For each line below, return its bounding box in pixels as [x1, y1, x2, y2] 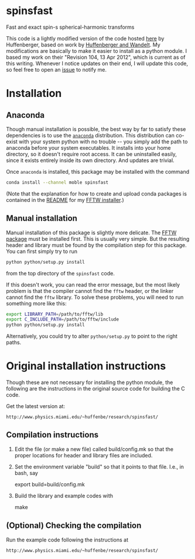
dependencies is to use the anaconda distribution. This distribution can [6, 132, 175, 139]
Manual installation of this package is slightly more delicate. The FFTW [6, 229, 177, 236]
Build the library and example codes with [14, 492, 113, 499]
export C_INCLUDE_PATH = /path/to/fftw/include [6, 316, 119, 322]
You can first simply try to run [6, 248, 78, 255]
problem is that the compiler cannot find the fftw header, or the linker [6, 287, 174, 294]
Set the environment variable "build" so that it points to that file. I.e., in [14, 463, 184, 470]
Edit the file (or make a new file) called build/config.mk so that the [14, 445, 174, 453]
